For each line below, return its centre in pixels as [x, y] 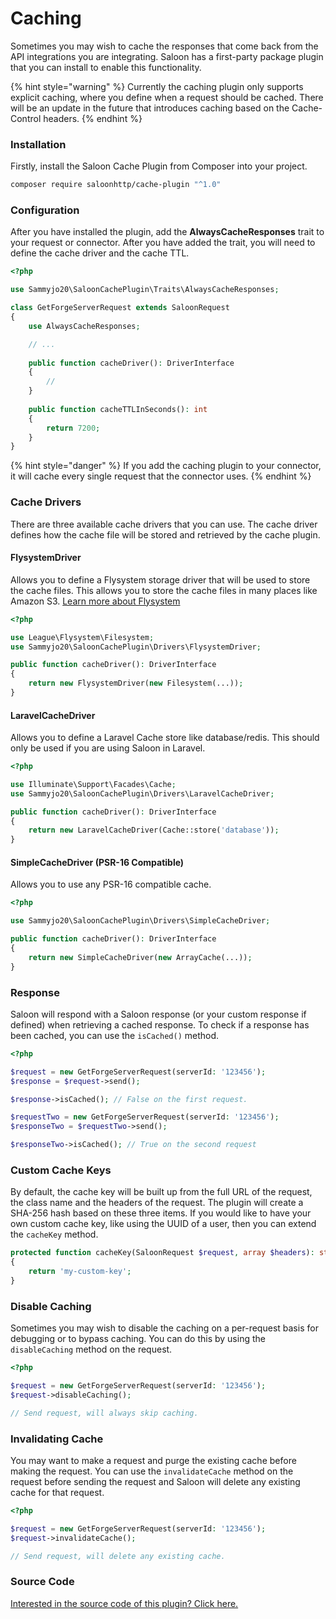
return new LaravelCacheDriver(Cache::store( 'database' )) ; [154, 830]
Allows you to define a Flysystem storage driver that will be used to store [160, 579]
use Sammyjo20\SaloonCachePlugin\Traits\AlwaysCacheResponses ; [145, 290]
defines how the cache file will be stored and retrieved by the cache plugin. [165, 534]
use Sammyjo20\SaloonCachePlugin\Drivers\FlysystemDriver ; [136, 647]
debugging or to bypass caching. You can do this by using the [138, 1339]
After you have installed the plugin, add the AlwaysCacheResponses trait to [167, 232]
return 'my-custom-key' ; [80, 1272]
